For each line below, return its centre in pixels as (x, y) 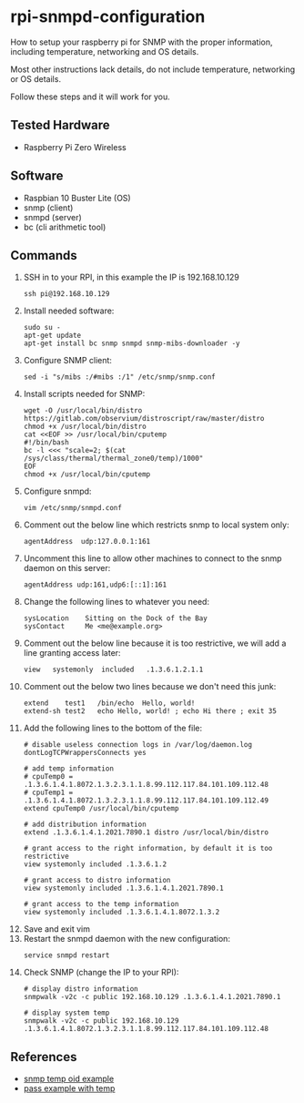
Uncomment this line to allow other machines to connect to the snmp (152, 558)
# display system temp (66, 1013)
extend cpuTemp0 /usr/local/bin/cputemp (101, 809)
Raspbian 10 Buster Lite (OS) (77, 198)
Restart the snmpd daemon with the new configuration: (127, 939)
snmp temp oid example (69, 1079)
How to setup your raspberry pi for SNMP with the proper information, (142, 42)
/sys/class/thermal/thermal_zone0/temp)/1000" (113, 459)
